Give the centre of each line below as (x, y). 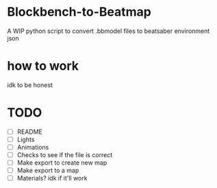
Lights (26, 139)
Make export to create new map (62, 163)
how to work (43, 66)
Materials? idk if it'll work (52, 178)
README (30, 132)
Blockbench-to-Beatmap (79, 12)
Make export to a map (48, 171)
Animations (33, 147)
